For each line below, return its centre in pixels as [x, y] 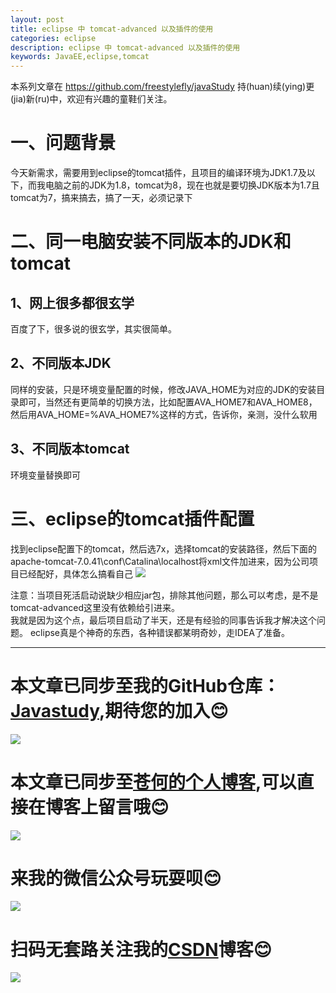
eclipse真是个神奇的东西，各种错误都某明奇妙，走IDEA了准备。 [159, 632]
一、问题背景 [63, 143]
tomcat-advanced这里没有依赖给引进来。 [95, 607]
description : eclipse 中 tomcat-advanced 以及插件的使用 [125, 47]
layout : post [37, 19]
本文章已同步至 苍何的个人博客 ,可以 [153, 782]
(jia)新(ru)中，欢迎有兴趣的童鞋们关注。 [91, 99]
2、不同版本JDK [61, 363]
